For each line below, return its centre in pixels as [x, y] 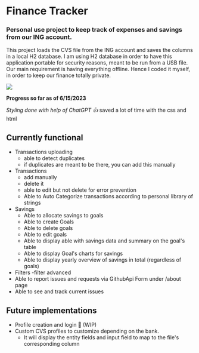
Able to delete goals [48, 228]
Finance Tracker [47, 11]
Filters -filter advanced [43, 272]
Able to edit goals [45, 235]
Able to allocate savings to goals [63, 216]
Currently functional [45, 138]
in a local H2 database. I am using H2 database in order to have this [89, 56]
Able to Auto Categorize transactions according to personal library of [108, 197]
